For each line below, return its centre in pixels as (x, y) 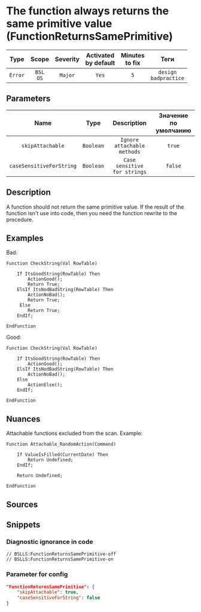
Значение (173, 115)
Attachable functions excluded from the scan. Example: (74, 433)
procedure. (20, 219)
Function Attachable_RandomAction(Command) (61, 444)
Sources (22, 504)
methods (130, 152)
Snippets (23, 524)
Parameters (28, 99)
